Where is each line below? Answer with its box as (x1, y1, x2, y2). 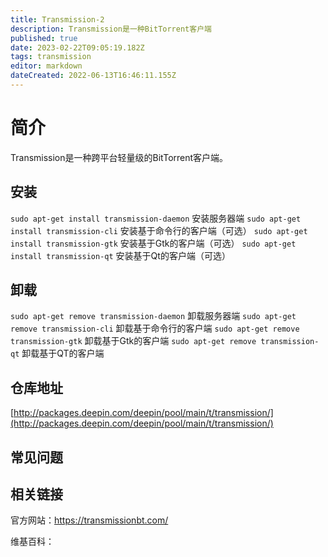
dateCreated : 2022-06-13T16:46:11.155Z (10, 71, 177, 81)
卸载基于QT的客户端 (21, 347, 105, 360)
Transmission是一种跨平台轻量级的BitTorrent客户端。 (10, 151, 229, 163)
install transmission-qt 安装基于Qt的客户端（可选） (10, 249, 231, 261)
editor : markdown (10, 61, 83, 71)
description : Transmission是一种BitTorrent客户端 (10, 24, 212, 34)
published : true (10, 33, 78, 43)
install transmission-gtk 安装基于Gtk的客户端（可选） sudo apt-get (10, 237, 297, 249)
